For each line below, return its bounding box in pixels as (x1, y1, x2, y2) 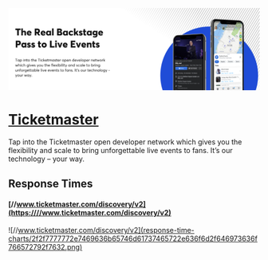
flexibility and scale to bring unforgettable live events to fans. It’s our (8, 145, 233, 155)
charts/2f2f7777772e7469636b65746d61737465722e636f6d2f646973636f (8, 234, 258, 243)
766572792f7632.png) (8, 242, 83, 252)
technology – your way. (8, 154, 85, 163)
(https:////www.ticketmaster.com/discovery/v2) (8, 207, 171, 217)
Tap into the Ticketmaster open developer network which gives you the (8, 136, 242, 147)
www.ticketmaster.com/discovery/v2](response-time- (18, 226, 195, 235)
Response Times (8, 177, 93, 191)
